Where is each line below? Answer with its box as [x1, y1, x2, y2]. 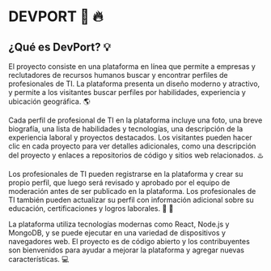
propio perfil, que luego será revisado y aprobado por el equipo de [8, 178, 231, 187]
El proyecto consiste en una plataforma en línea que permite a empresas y [8, 62, 256, 71]
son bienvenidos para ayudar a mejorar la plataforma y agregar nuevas [8, 245, 245, 255]
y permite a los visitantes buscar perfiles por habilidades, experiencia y [8, 88, 247, 97]
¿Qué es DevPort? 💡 [8, 40, 112, 54]
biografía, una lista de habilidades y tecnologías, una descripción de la [8, 124, 243, 133]
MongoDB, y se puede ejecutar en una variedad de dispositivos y [8, 228, 227, 238]
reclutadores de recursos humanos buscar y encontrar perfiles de [8, 71, 228, 80]
